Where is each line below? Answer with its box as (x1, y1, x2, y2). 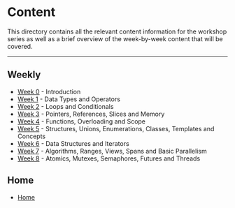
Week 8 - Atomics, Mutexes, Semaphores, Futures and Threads (17, 154, 201, 163)
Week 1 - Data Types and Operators (17, 95, 121, 103)
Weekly (7, 69, 41, 81)
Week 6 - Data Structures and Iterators (17, 139, 129, 147)
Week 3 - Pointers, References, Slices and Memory (17, 110, 165, 118)
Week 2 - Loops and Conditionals (17, 102, 114, 110)
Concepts (17, 132, 46, 140)
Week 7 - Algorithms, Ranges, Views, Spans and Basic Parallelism (17, 147, 208, 155)
